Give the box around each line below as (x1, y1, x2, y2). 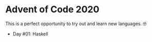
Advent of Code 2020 (5, 4, 100, 15)
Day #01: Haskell (12, 31, 48, 37)
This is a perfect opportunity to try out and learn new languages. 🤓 (5, 20, 147, 27)
